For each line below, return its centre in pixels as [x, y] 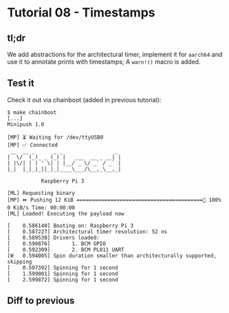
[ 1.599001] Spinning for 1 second [63, 274]
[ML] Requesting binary [41, 193]
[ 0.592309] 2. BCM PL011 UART [66, 250]
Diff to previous [41, 301]
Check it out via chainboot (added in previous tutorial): [84, 100]
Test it [21, 83]
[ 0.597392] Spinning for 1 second [63, 268]
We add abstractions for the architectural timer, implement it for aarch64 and [115, 54]
